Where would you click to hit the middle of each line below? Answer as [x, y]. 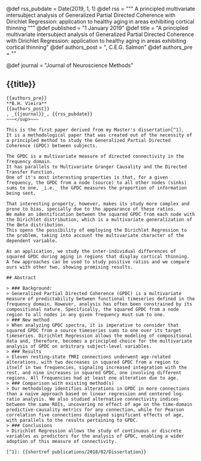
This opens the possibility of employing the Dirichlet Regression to [97, 230]
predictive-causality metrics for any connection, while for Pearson [95, 410]
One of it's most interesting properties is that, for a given [87, 177]
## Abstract [21, 278]
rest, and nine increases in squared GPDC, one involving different [94, 373]
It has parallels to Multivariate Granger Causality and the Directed [97, 167]
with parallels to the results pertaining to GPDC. [72, 420]
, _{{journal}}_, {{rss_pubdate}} [50, 114]
